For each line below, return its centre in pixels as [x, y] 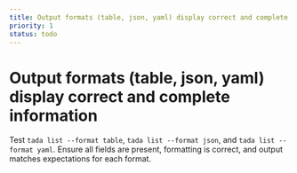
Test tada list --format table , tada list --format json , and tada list [142, 140]
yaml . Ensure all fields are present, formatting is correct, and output [160, 149]
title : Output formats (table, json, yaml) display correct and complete [149, 17]
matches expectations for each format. [80, 159]
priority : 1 [31, 26]
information [53, 115]
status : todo [33, 34]
